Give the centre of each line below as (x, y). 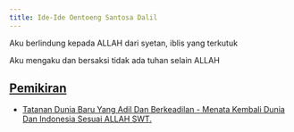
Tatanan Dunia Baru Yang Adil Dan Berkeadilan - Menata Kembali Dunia (154, 110)
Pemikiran (38, 89)
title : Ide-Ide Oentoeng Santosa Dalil (84, 17)
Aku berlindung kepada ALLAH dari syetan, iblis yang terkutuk (124, 43)
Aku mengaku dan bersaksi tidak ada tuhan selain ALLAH (115, 60)
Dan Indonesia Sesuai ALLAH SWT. (87, 119)
